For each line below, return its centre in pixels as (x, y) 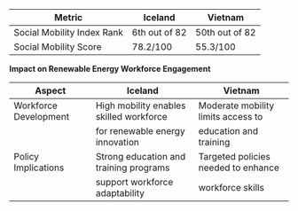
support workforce (134, 182)
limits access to (231, 117)
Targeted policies (234, 156)
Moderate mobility (236, 105)
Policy (27, 156)
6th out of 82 (159, 32)
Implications (39, 168)
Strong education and (141, 156)
